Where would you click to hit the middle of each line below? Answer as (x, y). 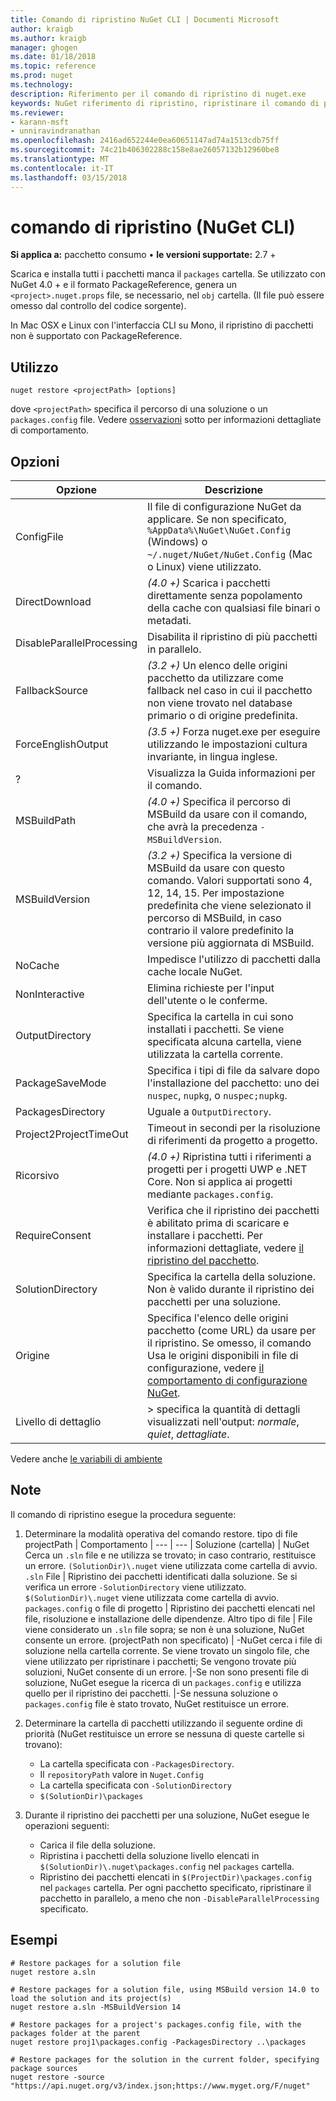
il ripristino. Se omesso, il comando (229, 1343)
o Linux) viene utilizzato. (204, 567)
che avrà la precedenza (202, 827)
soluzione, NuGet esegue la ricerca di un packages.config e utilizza (163, 1682)
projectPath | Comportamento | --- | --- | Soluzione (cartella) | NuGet (167, 1544)
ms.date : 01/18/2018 (53, 57)
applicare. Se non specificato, (217, 519)
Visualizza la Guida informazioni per (231, 773)
